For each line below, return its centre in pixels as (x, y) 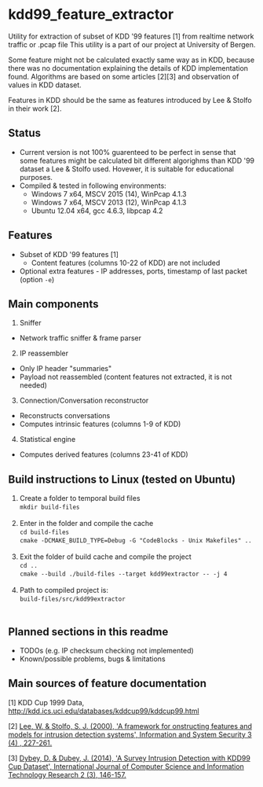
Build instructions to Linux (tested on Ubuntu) (122, 479)
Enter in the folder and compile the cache (86, 524)
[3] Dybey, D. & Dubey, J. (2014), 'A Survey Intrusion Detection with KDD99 (130, 758)
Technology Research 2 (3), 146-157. (68, 774)
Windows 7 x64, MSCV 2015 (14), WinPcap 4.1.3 (109, 193)
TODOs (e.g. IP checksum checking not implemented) (106, 651)
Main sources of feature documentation (107, 684)
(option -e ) (37, 279)
